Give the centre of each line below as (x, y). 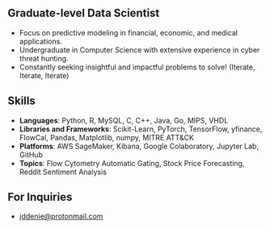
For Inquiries (40, 197)
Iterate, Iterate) (44, 75)
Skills (21, 101)
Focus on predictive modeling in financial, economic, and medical (128, 32)
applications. (40, 41)
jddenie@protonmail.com (61, 216)
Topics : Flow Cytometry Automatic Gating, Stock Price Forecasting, (132, 163)
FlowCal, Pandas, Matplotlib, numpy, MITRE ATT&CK (107, 137)
